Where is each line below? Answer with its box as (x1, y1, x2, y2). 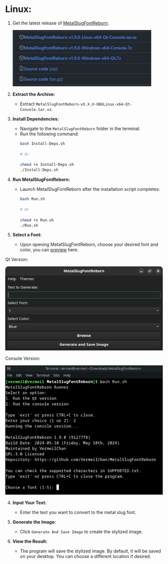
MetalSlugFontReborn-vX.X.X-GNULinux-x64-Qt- (35, 101, 132, 107)
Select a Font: (12, 232, 42, 238)
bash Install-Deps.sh (19, 141, 65, 146)
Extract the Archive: (12, 91, 55, 97)
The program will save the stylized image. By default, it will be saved (19, 548, 161, 554)
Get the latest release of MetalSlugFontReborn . (12, 20, 109, 26)
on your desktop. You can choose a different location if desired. (19, 554, 151, 560)
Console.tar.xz (19, 107, 51, 112)
